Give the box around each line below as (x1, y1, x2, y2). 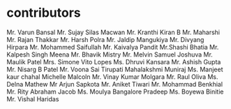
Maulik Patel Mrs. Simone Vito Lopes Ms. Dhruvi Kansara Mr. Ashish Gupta (6, 57, 221, 66)
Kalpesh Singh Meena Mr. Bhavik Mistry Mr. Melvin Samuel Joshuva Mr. (6, 50, 214, 59)
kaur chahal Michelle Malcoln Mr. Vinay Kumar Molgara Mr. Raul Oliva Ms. (6, 72, 218, 81)
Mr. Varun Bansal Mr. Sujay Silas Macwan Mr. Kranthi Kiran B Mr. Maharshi (6, 28, 221, 36)
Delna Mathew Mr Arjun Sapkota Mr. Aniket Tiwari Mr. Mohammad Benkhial (6, 80, 223, 88)
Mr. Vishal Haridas (6, 94, 59, 103)
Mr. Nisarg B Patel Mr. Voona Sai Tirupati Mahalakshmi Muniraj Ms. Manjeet (6, 65, 224, 73)
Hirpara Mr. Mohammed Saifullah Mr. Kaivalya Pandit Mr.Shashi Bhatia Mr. (6, 43, 219, 51)
